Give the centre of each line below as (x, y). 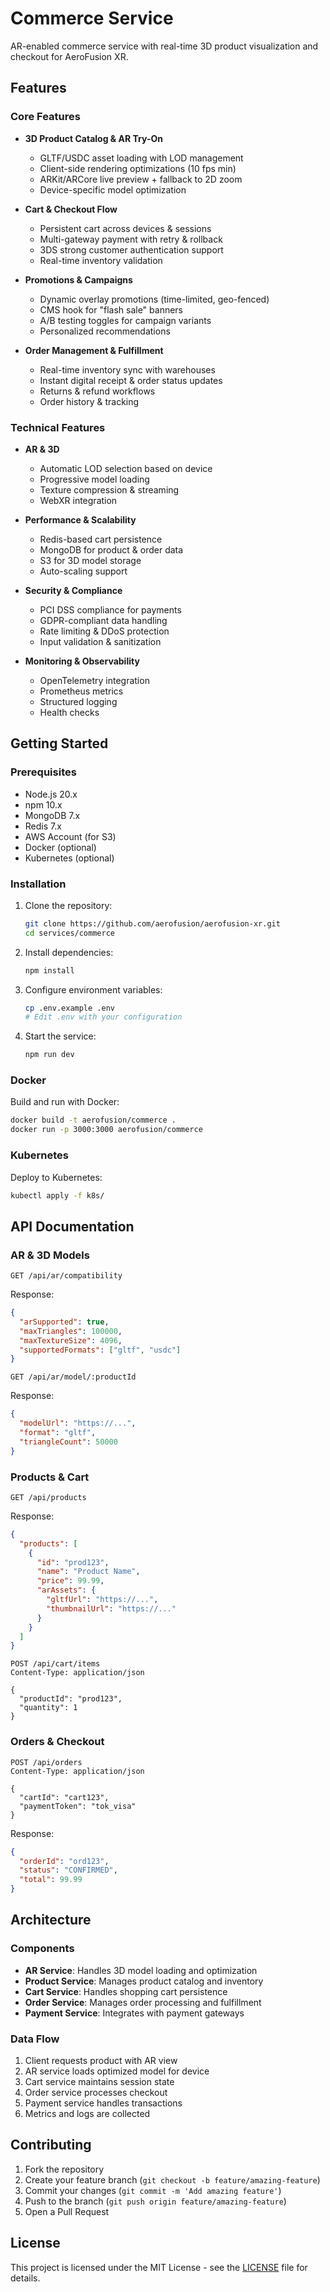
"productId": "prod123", (71, 1699)
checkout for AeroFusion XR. (69, 56)
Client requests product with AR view (101, 2061)
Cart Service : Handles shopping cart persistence (126, 1991)
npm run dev (49, 1055)
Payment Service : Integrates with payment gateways (134, 2013)
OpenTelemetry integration (94, 680)
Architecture (51, 1920)
